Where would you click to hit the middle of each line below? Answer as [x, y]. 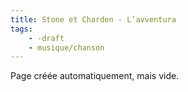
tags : [21, 29]
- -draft [46, 38]
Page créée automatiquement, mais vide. [95, 76]
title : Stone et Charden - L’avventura [93, 19]
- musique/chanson [66, 47]
